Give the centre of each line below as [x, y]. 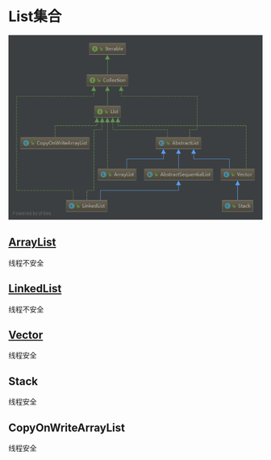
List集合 [35, 17]
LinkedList [35, 289]
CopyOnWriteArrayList [67, 427]
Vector [26, 335]
